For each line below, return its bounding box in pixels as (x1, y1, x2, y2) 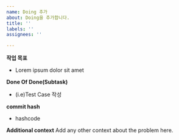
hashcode (15, 115, 41, 122)
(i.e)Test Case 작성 (15, 91, 62, 98)
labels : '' (6, 26, 34, 32)
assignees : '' (6, 32, 43, 38)
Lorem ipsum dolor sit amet (15, 66, 84, 74)
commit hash (6, 103, 41, 110)
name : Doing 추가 (6, 9, 47, 15)
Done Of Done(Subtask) (6, 79, 68, 86)
